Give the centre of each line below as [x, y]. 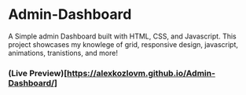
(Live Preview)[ [38, 73]
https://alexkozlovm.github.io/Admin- [141, 73]
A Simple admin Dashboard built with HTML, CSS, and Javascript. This [123, 36]
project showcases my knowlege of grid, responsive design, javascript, [123, 44]
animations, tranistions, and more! [63, 53]
